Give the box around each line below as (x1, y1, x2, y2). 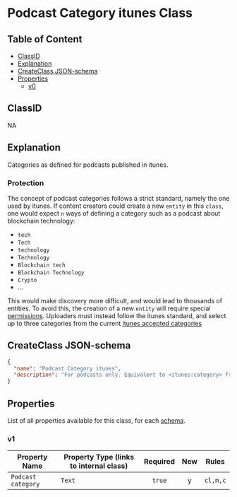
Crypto (17, 276, 37, 283)
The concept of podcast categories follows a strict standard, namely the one (7, 194, 230, 202)
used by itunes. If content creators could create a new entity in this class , (7, 201, 224, 210)
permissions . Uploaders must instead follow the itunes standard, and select (7, 311, 226, 320)
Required (143, 457, 175, 467)
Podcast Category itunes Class (7, 5, 193, 21)
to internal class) (69, 461, 128, 471)
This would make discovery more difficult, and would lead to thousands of (7, 296, 223, 305)
